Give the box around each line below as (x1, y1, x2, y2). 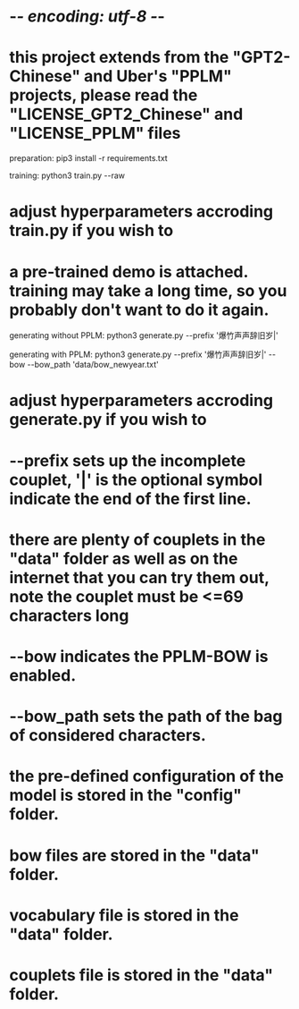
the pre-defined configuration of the (9, 767, 284, 786)
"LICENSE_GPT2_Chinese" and (9, 105, 244, 124)
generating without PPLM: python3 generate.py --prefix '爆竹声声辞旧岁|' (9, 330, 278, 341)
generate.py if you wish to (9, 410, 207, 430)
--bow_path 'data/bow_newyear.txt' (27, 360, 159, 370)
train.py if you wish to (9, 221, 174, 241)
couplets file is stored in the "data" (9, 964, 274, 985)
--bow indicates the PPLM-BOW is (9, 647, 270, 666)
